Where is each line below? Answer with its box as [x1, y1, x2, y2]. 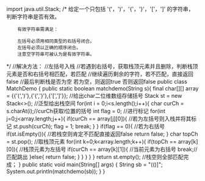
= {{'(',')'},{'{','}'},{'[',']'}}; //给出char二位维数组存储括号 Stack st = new [6, 92, 182, 99]
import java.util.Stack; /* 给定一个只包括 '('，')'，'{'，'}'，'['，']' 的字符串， [6, 6, 194, 12]
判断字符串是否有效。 [6, 13, 60, 20]
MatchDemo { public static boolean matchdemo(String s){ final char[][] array [6, 85, 199, 92]
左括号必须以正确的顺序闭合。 [17, 45, 81, 51]
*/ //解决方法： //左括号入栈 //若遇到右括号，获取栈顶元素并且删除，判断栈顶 [6, 63, 198, 70]
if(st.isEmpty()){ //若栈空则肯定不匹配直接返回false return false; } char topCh [6, 130, 198, 138]
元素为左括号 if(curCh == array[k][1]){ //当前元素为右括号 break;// [34, 146, 198, 153]
